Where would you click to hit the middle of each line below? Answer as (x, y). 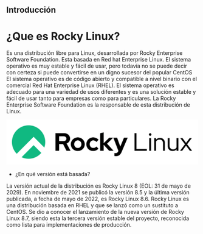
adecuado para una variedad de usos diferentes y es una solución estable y (101, 92)
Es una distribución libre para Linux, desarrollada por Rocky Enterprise (95, 53)
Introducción (31, 10)
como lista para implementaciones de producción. (69, 224)
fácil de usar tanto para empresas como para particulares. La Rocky (91, 98)
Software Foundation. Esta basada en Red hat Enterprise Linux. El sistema (99, 60)
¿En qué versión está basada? (53, 174)
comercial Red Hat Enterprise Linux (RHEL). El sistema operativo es (90, 85)
